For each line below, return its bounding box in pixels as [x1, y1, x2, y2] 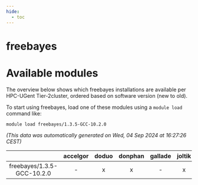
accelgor [63, 151, 89, 160]
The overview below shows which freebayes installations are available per [6, 86, 187, 93]
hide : [6, 8, 19, 15]
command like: [6, 110, 42, 117]
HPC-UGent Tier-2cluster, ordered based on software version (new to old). [6, 92, 187, 99]
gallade [150, 151, 171, 160]
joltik [176, 151, 192, 160]
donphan [118, 151, 144, 160]
